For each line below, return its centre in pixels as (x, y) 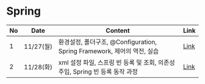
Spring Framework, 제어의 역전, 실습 (109, 51)
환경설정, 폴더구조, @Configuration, (108, 42)
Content (118, 30)
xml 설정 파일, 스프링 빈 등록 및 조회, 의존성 (117, 62)
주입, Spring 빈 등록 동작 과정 (98, 71)
